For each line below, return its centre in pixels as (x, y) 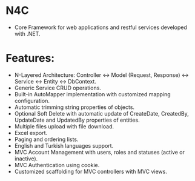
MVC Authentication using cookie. (57, 165)
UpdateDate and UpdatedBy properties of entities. (77, 120)
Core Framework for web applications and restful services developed (101, 27)
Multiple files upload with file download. (64, 126)
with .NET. (27, 33)
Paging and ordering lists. (46, 139)
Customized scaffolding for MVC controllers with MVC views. (91, 171)
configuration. (32, 100)
